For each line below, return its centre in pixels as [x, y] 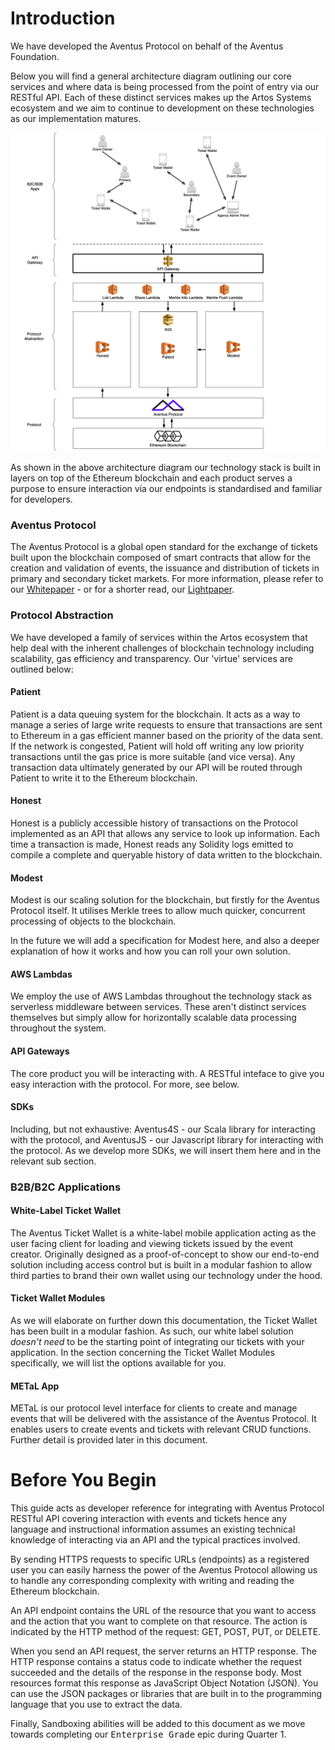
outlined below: [42, 669]
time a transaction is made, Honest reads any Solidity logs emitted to [152, 844]
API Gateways [40, 1051]
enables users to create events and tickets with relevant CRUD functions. [161, 1429]
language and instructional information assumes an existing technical [153, 1529]
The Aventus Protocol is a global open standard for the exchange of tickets [164, 547]
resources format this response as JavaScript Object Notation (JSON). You [164, 1683]
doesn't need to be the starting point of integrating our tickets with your [157, 1342]
